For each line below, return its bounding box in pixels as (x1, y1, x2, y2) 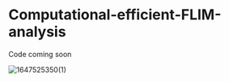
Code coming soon (8, 49, 72, 59)
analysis (8, 23, 66, 41)
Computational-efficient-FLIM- (8, 6, 222, 24)
